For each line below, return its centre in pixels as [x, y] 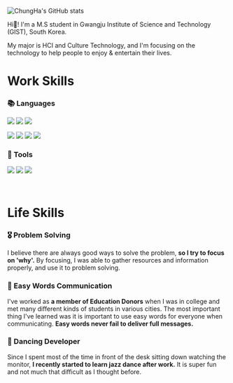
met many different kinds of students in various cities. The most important [114, 309]
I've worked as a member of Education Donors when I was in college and [114, 301]
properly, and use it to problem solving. [64, 268]
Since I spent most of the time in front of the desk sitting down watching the [116, 356]
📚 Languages [31, 104]
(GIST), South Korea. [37, 32]
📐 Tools [20, 155]
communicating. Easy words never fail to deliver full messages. [100, 323]
